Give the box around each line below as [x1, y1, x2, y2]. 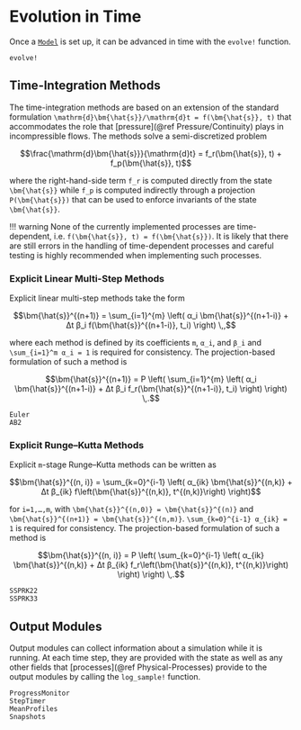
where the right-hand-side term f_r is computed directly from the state [9, 175, 272, 185]
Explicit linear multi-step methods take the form [9, 293, 186, 303]
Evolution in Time [9, 6, 142, 27]
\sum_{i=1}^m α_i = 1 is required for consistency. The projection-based [9, 347, 276, 357]
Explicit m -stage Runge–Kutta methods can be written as [9, 459, 217, 470]
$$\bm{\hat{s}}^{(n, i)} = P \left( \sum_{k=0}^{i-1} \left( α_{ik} [37, 550, 265, 561]
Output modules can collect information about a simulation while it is [9, 643, 263, 653]
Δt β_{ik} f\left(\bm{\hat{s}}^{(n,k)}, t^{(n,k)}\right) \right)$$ [40, 486, 261, 497]
